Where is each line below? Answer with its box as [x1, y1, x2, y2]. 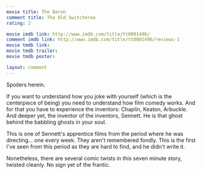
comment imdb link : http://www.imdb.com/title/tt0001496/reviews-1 [6, 37, 180, 43]
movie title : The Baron [6, 8, 67, 15]
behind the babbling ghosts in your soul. [6, 118, 107, 126]
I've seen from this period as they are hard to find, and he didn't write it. [6, 143, 186, 150]
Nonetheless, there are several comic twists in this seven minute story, [6, 155, 183, 162]
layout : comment [6, 64, 47, 70]
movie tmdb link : [6, 42, 50, 48]
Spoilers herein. [6, 81, 45, 88]
